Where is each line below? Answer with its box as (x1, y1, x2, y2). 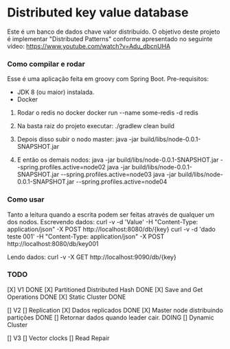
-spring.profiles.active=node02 (16, 163, 106, 171)
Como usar (7, 195, 45, 204)
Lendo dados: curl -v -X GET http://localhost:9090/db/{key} (7, 252, 176, 261)
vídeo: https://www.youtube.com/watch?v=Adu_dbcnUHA (7, 42, 171, 50)
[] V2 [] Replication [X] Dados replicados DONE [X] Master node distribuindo (7, 306, 223, 314)
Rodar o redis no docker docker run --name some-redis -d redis (16, 108, 199, 117)
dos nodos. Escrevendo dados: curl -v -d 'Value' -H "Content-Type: (7, 217, 198, 226)
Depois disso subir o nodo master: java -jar (16, 135, 139, 143)
